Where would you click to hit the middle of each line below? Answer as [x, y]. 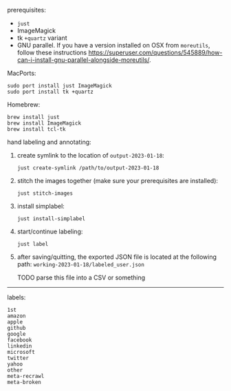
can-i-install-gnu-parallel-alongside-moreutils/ [83, 60]
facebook [20, 340]
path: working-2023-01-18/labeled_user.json [80, 264]
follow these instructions [52, 52]
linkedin [20, 346]
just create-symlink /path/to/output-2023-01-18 [88, 168]
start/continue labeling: [50, 231]
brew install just [33, 117]
